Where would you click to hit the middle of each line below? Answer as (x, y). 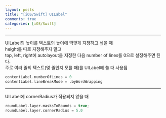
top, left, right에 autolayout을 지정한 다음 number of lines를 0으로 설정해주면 (80, 56)
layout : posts (20, 10)
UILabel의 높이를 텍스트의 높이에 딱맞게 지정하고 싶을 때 (59, 43)
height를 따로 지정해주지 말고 (33, 49)
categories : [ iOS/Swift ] (31, 24)
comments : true (21, 19)
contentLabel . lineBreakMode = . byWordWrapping (54, 82)
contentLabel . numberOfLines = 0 (38, 77)
